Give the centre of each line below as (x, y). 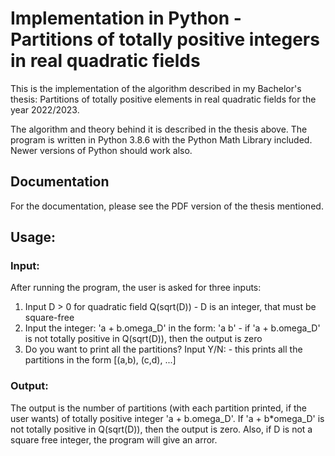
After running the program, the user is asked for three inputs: (136, 288)
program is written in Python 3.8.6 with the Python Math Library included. (161, 139)
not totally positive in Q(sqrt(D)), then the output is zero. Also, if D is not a (161, 429)
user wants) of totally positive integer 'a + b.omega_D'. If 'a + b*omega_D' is (167, 418)
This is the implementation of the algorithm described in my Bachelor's (156, 88)
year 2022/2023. (45, 109)
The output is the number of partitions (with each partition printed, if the (159, 408)
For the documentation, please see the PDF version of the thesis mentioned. (167, 206)
